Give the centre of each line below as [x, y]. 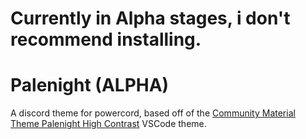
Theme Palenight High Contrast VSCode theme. [108, 124]
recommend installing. [106, 39]
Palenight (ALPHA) [90, 85]
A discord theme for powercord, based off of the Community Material [153, 113]
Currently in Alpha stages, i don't [150, 18]
